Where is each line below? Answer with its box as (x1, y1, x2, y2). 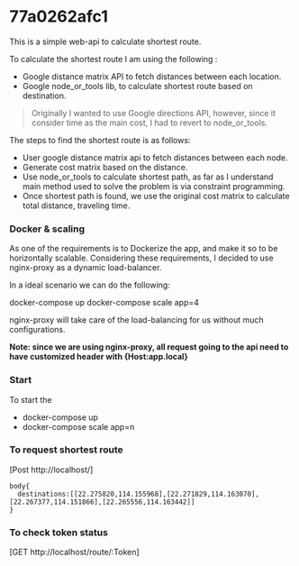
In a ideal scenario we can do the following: (9, 279, 171, 290)
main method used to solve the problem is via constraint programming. (22, 180, 285, 191)
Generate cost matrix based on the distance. (22, 161, 188, 172)
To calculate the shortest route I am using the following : (9, 53, 218, 64)
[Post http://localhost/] (9, 464, 94, 475)
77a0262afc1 (9, 6, 108, 27)
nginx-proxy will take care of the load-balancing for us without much (9, 315, 264, 325)
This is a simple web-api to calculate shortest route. (9, 36, 202, 47)
